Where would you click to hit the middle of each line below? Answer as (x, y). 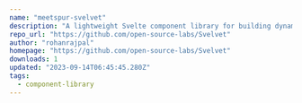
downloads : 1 (34, 59)
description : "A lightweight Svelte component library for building (140, 26)
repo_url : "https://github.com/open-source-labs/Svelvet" (120, 34)
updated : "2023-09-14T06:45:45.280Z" (80, 68)
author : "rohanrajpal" (52, 43)
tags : (19, 76)
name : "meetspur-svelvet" (58, 17)
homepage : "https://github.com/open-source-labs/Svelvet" (120, 51)
